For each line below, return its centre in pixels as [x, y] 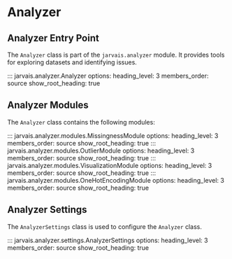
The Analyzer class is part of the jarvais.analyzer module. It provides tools [116, 55]
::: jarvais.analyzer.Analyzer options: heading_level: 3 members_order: [108, 76]
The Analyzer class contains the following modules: [81, 122]
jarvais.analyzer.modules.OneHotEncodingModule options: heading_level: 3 [116, 180]
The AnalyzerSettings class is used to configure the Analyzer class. [105, 226]
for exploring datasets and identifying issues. [72, 62]
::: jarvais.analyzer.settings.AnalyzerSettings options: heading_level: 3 [108, 240]
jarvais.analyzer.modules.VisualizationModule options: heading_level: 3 [110, 165]
